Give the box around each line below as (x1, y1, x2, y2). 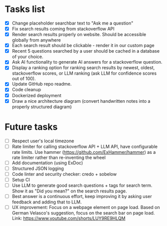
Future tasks (4, 121, 58, 132)
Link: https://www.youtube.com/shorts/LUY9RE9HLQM (11, 215, 125, 221)
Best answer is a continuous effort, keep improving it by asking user (11, 193, 152, 199)
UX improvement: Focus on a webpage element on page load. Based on (11, 204, 160, 210)
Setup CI (11, 176, 30, 182)
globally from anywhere (11, 37, 61, 43)
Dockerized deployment (11, 92, 61, 98)
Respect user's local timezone (11, 138, 74, 144)
